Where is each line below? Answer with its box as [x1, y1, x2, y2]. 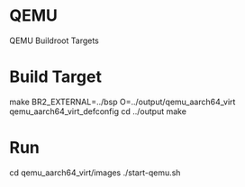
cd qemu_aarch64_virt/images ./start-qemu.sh [9, 167, 181, 178]
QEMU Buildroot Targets [9, 35, 99, 46]
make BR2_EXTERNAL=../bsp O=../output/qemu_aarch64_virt [9, 96, 236, 107]
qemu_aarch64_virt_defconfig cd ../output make [9, 105, 187, 117]
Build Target [9, 67, 102, 87]
